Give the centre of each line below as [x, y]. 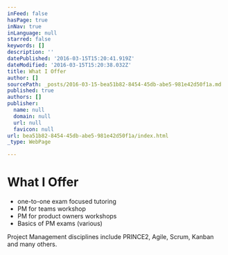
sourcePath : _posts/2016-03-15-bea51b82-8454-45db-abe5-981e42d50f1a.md [114, 84]
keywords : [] [26, 46]
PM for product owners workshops [67, 216]
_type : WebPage [29, 142]
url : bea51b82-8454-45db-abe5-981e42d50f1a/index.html [88, 135]
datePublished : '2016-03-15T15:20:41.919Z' [71, 59]
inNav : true [24, 26]
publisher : [23, 104]
